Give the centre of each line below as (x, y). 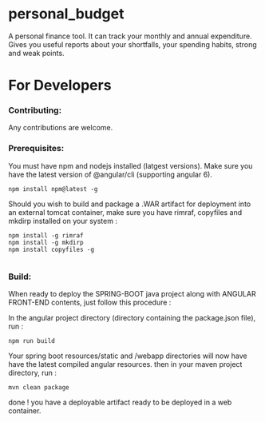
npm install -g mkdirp (46, 242)
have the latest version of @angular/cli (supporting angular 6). (111, 174)
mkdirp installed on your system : (63, 221)
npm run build (32, 341)
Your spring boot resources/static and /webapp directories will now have (128, 356)
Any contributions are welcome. (61, 128)
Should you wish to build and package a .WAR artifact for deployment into (130, 204)
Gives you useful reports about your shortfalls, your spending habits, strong (132, 44)
